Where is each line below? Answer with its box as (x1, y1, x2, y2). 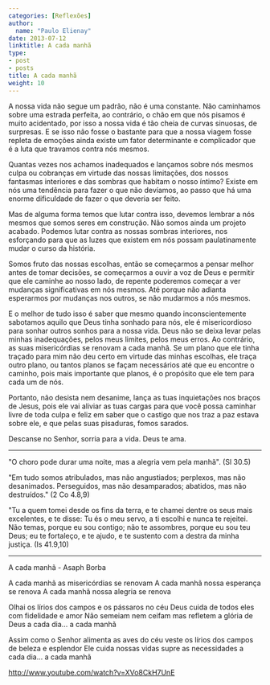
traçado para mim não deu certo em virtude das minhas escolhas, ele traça (8, 351, 257, 361)
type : (8, 49, 27, 57)
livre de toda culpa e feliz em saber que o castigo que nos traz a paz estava (8, 409, 260, 419)
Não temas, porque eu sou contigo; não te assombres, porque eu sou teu (8, 522, 251, 531)
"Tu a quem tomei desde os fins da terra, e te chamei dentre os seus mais (8, 505, 253, 515)
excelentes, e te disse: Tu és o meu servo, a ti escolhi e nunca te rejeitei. (8, 514, 248, 523)
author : (8, 19, 35, 27)
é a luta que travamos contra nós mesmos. (8, 144, 150, 154)
